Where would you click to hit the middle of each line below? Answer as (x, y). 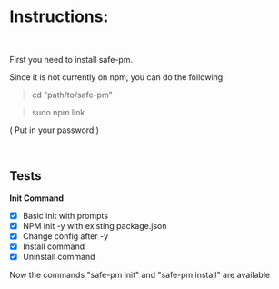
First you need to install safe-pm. (71, 59)
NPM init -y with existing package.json (95, 225)
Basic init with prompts (65, 215)
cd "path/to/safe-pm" (72, 95)
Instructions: (59, 17)
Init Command (37, 198)
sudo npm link (58, 112)
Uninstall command (59, 257)
